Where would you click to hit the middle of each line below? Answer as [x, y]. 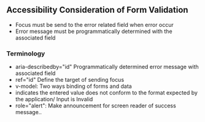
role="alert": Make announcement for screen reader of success [95, 106]
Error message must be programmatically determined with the [94, 31]
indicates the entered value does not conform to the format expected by [106, 93]
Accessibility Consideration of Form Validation [97, 10]
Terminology [26, 53]
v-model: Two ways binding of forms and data [73, 86]
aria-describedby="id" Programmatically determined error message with [107, 67]
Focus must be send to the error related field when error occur [94, 24]
